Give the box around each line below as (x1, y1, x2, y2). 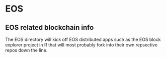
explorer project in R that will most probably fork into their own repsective (5, 42, 157, 48)
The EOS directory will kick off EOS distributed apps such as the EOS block (5, 36, 161, 42)
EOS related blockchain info (5, 23, 94, 32)
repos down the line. (5, 47, 48, 53)
